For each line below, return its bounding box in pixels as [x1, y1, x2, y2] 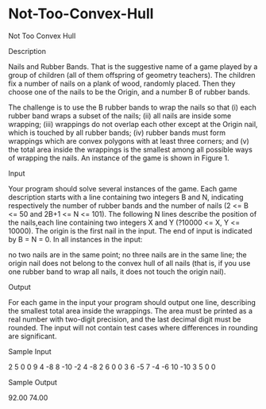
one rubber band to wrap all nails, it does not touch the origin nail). [8, 267, 226, 276]
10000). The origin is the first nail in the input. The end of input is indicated [8, 226, 253, 235]
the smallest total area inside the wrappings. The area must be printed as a [8, 306, 253, 315]
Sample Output [8, 377, 58, 387]
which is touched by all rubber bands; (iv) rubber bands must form [8, 128, 226, 137]
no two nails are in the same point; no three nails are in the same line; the [8, 249, 248, 259]
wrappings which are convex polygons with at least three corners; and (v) [8, 136, 250, 145]
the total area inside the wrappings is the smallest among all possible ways [8, 145, 253, 154]
